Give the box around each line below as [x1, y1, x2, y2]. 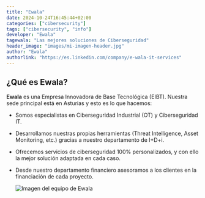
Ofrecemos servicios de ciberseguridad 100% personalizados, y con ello [15, 148, 199, 156]
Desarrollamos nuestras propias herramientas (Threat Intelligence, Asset [15, 130, 199, 137]
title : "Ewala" [6, 9, 45, 15]
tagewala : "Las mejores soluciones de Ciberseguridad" [6, 37, 149, 43]
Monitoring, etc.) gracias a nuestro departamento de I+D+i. [15, 136, 165, 144]
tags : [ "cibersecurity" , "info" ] [6, 26, 92, 32]
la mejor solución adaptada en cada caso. [15, 155, 121, 162]
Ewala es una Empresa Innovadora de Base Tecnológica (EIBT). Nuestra [6, 93, 188, 101]
